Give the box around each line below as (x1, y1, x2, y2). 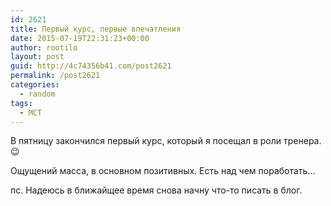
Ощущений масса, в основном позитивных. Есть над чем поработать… (10, 165, 316, 177)
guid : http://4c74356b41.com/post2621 (10, 61, 172, 71)
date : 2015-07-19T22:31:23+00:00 (10, 33, 150, 43)
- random (19, 89, 56, 99)
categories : (10, 80, 60, 90)
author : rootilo (10, 42, 78, 53)
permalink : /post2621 (10, 71, 101, 81)
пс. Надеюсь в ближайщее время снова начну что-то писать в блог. (10, 184, 303, 196)
